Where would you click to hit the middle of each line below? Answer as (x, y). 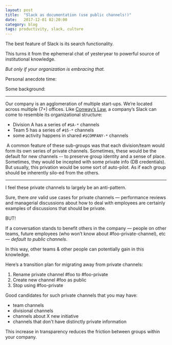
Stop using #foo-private (38, 285)
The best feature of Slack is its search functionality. (60, 44)
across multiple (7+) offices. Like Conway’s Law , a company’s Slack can (81, 109)
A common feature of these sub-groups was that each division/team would (85, 146)
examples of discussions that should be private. (56, 208)
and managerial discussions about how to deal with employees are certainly (85, 203)
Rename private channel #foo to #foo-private (60, 275)
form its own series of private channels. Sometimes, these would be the (81, 151)
